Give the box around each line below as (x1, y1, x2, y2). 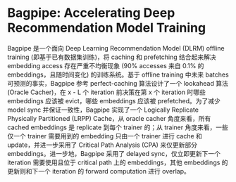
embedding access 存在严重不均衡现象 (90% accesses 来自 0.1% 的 (7, 61, 204, 70)
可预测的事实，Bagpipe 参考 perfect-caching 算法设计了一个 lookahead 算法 (7, 79, 229, 87)
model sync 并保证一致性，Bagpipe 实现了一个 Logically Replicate (7, 105, 199, 114)
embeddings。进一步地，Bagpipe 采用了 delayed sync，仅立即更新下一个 (7, 149, 221, 157)
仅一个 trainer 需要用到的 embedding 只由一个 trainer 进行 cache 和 (7, 131, 203, 140)
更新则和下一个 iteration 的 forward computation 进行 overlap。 (7, 167, 190, 175)
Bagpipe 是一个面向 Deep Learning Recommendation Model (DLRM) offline (7, 44, 225, 52)
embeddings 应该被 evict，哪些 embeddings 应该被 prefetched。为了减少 (7, 96, 221, 105)
